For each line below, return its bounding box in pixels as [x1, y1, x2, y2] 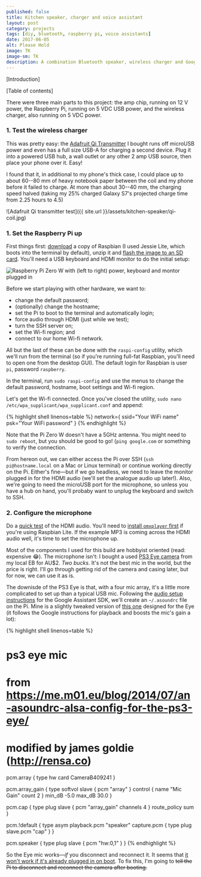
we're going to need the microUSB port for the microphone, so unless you [6, 481, 188, 489]
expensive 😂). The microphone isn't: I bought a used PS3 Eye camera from [6, 553, 193, 560]
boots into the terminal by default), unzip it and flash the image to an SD [6, 249, 184, 257]
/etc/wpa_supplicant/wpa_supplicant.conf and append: [6, 402, 144, 409]
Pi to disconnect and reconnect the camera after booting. [6, 864, 148, 871]
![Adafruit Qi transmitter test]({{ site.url [6, 207, 102, 215]
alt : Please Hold [6, 43, 50, 49]
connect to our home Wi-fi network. [14, 335, 103, 342]
